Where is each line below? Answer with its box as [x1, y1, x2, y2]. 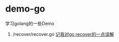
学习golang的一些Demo [5, 20, 55, 26]
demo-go [5, 3, 46, 15]
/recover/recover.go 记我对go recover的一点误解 [12, 31, 114, 37]
